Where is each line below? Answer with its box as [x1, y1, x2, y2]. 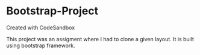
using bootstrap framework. [6, 42, 75, 49]
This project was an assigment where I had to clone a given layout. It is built [6, 35, 195, 42]
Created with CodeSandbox [6, 24, 75, 31]
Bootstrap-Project [6, 4, 98, 18]
